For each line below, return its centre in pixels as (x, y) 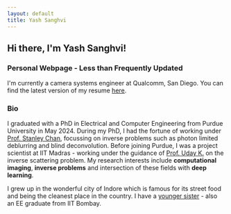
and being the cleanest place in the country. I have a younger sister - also (112, 196)
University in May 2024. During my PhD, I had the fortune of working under (114, 131)
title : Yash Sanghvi (37, 20)
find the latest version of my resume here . (67, 90)
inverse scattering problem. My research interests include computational (112, 160)
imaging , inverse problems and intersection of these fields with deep (107, 168)
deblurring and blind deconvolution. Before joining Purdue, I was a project (113, 146)
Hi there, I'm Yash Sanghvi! (67, 48)
